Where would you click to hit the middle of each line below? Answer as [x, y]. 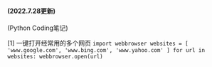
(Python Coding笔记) [38, 28]
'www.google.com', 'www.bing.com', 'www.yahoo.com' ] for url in [106, 51]
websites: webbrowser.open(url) [55, 57]
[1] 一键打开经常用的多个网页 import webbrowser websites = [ [98, 43]
